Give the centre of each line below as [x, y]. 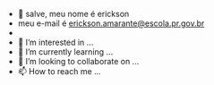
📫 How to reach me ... [59, 71]
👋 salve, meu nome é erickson [73, 14]
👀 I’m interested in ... [56, 42]
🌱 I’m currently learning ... [65, 52]
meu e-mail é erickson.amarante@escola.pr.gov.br [111, 23]
